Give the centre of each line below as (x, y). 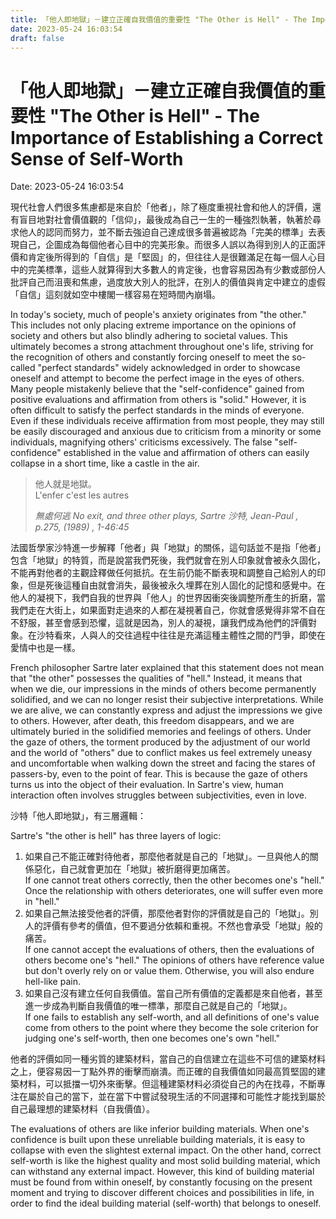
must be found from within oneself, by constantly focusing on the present (161, 1182)
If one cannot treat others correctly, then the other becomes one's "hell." (174, 880)
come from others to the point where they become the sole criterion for (171, 1028)
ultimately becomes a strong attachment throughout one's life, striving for (162, 347)
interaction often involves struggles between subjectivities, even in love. (158, 795)
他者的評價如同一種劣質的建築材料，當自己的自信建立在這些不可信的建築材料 (168, 1059)
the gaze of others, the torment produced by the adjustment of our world (160, 742)
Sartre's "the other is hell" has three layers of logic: (116, 836)
